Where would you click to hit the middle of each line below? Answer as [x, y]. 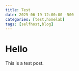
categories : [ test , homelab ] [35, 19]
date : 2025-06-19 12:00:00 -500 [39, 15]
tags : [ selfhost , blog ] [29, 24]
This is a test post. [25, 63]
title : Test [18, 10]
